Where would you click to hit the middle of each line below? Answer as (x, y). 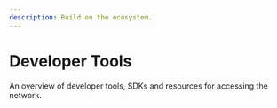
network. (26, 95)
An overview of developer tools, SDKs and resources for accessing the (138, 86)
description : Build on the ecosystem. (81, 17)
